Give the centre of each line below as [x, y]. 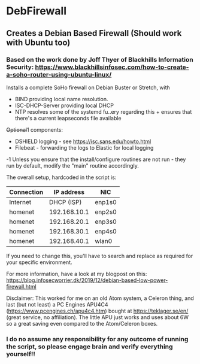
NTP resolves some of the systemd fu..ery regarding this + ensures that [103, 111]
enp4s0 [106, 231]
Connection [26, 192]
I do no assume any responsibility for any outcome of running [97, 339]
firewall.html [22, 286]
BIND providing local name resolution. [61, 99]
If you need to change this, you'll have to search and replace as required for [100, 256]
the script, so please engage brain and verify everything [90, 347]
